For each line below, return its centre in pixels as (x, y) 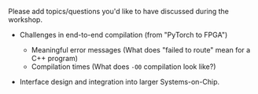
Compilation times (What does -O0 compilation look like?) (123, 67)
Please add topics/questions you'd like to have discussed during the (119, 11)
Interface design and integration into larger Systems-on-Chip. (120, 82)
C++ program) (55, 58)
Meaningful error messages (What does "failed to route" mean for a (141, 50)
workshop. (26, 20)
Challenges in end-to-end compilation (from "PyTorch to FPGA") (123, 35)
